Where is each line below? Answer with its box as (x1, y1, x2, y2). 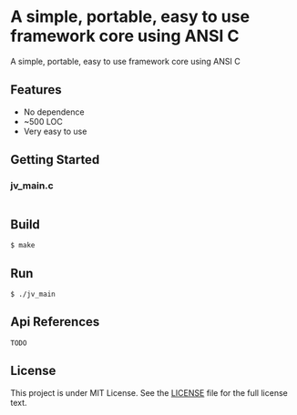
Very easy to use (23, 126, 87, 137)
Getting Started (10, 152, 100, 167)
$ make (10, 241, 36, 250)
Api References (10, 314, 100, 329)
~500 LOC (23, 116, 63, 127)
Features (10, 82, 62, 97)
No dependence (23, 106, 85, 117)
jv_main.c (10, 179, 54, 192)
